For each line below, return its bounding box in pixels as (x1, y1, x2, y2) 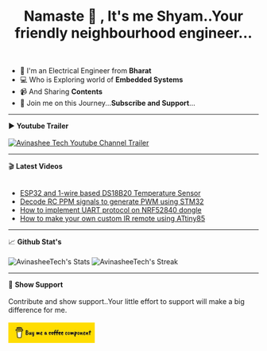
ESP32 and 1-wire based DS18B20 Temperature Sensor (19, 188, 201, 197)
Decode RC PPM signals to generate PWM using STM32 (19, 197, 204, 206)
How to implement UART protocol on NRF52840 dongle (19, 205, 202, 214)
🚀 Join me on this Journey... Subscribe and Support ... (19, 98, 196, 107)
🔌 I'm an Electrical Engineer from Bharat (19, 65, 152, 75)
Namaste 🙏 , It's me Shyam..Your (23, 7, 244, 25)
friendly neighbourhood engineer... (14, 24, 253, 42)
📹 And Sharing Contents (19, 87, 103, 96)
